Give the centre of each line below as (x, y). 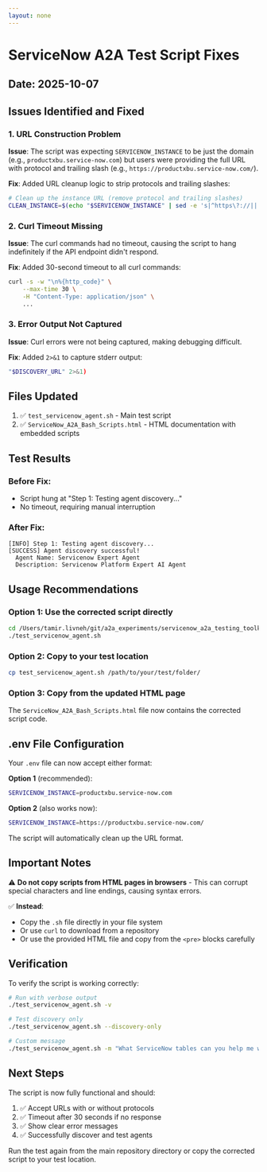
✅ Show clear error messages (69, 1126)
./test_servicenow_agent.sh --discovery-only (85, 1027)
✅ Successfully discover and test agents (86, 1135)
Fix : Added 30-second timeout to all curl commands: (95, 267)
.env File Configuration (66, 744)
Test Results (40, 458)
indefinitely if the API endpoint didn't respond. (83, 251)
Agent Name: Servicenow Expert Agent (78, 558)
